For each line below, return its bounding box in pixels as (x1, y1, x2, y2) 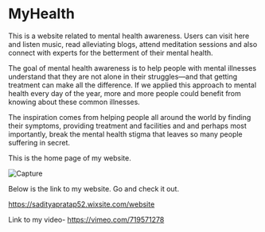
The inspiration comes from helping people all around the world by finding (8, 112, 251, 122)
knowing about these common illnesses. (8, 97, 141, 106)
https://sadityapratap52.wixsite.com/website (8, 199, 155, 209)
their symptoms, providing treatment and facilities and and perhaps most (8, 121, 247, 130)
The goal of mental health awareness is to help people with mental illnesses (8, 63, 257, 72)
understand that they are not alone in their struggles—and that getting (8, 72, 238, 81)
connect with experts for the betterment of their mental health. (8, 48, 213, 57)
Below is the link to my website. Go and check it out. (8, 184, 180, 193)
